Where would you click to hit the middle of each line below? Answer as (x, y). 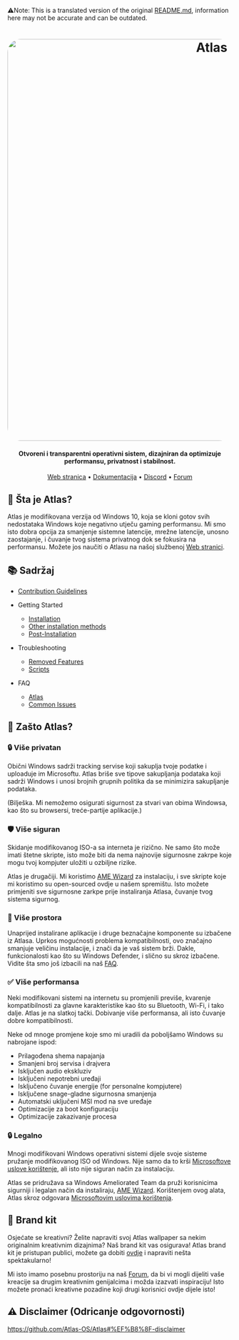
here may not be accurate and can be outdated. (77, 18)
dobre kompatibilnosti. (40, 1020)
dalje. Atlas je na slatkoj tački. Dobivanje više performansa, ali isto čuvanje (117, 1013)
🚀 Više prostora (35, 917)
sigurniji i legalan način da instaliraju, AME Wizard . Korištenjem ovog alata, (117, 1190)
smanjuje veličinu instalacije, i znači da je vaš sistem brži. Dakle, (102, 949)
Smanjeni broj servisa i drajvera (64, 1063)
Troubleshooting (42, 648)
